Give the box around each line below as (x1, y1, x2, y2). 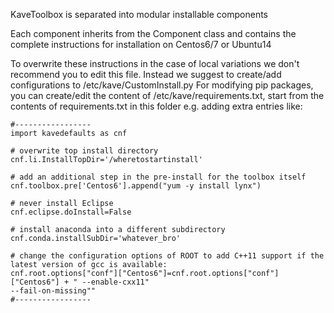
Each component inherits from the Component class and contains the (10, 28, 297, 39)
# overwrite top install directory (10, 146, 159, 156)
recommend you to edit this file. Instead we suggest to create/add (10, 69, 282, 80)
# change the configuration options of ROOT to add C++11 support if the (10, 251, 325, 261)
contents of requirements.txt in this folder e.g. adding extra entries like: (10, 100, 303, 112)
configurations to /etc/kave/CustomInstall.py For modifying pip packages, (10, 79, 314, 91)
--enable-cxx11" (81, 277, 150, 287)
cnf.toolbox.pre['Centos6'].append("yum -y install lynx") (10, 181, 262, 191)
